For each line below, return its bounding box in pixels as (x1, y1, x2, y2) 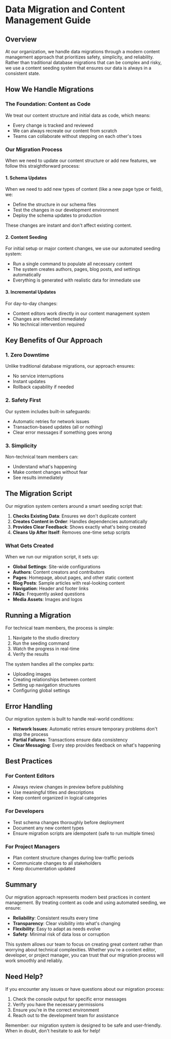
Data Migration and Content (5, 4, 126, 15)
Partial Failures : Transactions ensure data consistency (12, 736, 128, 743)
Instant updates (12, 378, 46, 385)
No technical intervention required (12, 321, 85, 327)
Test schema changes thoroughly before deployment (12, 819, 125, 825)
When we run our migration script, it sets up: (5, 553, 99, 560)
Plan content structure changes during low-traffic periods (12, 854, 134, 861)
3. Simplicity (5, 442, 37, 449)
